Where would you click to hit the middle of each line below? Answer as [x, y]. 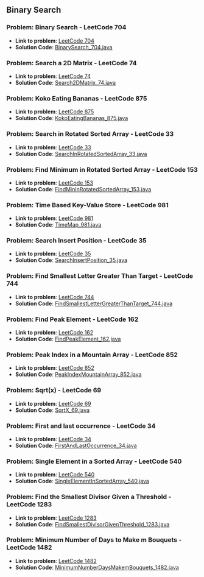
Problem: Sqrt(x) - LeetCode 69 [54, 391]
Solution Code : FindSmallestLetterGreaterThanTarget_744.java [94, 303]
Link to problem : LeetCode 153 [54, 183]
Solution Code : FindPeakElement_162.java [68, 339]
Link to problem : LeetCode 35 [53, 254]
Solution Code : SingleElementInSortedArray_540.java [82, 481]
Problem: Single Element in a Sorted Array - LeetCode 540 [94, 461]
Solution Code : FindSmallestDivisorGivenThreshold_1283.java [92, 524]
